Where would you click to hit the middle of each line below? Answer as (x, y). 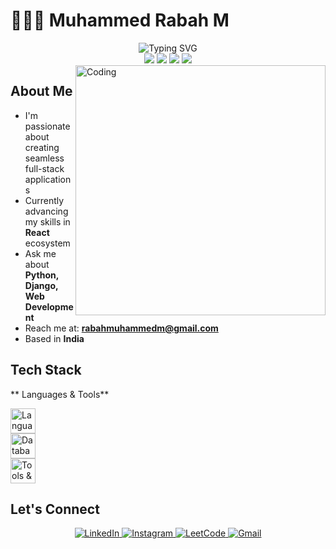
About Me (41, 91)
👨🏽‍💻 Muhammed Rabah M (120, 20)
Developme (49, 306)
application (48, 179)
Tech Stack (46, 370)
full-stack (44, 168)
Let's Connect (55, 509)
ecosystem (47, 243)
